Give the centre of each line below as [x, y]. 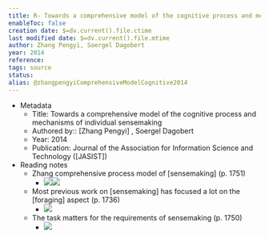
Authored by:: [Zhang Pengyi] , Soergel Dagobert [113, 131]
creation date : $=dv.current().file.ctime [80, 30]
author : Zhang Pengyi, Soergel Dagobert [77, 46]
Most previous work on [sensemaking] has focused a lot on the [136, 191]
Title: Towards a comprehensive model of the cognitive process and [144, 113]
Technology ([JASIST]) [70, 156]
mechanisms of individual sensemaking [97, 122]
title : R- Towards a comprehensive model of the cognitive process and [130, 16]
